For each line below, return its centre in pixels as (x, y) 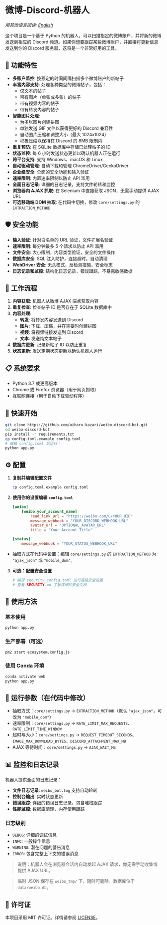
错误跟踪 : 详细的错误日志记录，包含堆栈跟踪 (57, 803)
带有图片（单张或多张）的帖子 (50, 97)
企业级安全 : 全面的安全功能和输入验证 (51, 172)
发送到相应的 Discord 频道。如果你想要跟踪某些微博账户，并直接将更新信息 (82, 42)
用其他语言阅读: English (29, 25)
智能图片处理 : (26, 116)
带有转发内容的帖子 (40, 109)
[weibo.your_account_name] (49, 511)
